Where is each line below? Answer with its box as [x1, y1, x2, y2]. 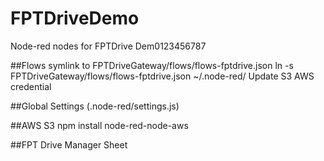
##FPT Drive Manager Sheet [10, 138, 128, 151]
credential [10, 80, 52, 92]
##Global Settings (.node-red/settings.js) [10, 100, 180, 112]
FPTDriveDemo [10, 7, 140, 30]
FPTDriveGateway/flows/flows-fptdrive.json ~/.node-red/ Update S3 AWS [10, 70, 315, 82]
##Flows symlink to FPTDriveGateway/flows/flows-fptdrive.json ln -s [10, 59, 294, 71]
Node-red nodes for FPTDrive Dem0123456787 [10, 40, 207, 52]
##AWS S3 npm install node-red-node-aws [10, 119, 189, 131]
